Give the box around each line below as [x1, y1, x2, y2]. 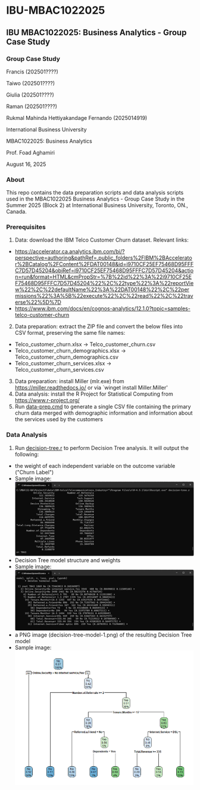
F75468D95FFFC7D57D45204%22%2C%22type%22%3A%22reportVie [14, 280, 194, 287]
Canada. [6, 208, 27, 215]
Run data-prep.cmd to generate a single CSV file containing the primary [14, 403, 192, 411]
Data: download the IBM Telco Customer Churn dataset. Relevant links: [14, 236, 189, 243]
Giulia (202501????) [6, 91, 55, 98]
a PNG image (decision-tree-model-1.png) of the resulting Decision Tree [14, 631, 192, 638]
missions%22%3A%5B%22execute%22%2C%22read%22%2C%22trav [14, 292, 193, 300]
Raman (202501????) [6, 103, 58, 110]
